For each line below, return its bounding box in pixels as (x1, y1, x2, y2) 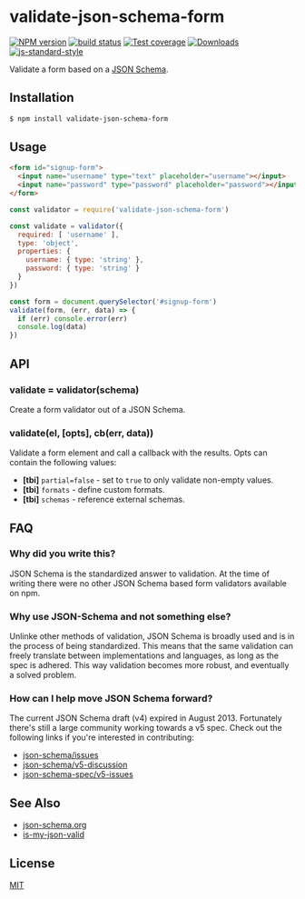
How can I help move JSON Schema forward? (9, 693, 213, 705)
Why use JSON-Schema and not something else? (9, 610, 231, 623)
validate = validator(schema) (9, 384, 140, 396)
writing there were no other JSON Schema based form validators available (9, 577, 288, 588)
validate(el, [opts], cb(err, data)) (9, 426, 154, 439)
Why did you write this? (9, 547, 116, 560)
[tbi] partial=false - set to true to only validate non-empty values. (22, 474, 274, 485)
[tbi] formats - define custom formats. (22, 484, 165, 495)
